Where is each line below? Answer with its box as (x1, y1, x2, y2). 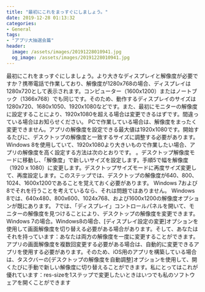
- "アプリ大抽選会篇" (6, 37, 54, 43)
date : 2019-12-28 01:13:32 (6, 15, 75, 21)
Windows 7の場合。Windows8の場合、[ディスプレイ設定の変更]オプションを (6, 217, 199, 225)
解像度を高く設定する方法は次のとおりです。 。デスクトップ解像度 (22, 148, 190, 156)
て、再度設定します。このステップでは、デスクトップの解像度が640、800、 (6, 171, 198, 179)
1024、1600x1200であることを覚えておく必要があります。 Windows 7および (6, 179, 198, 187)
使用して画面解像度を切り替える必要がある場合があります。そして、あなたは (6, 225, 198, 233)
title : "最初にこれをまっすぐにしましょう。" (6, 9, 108, 15)
